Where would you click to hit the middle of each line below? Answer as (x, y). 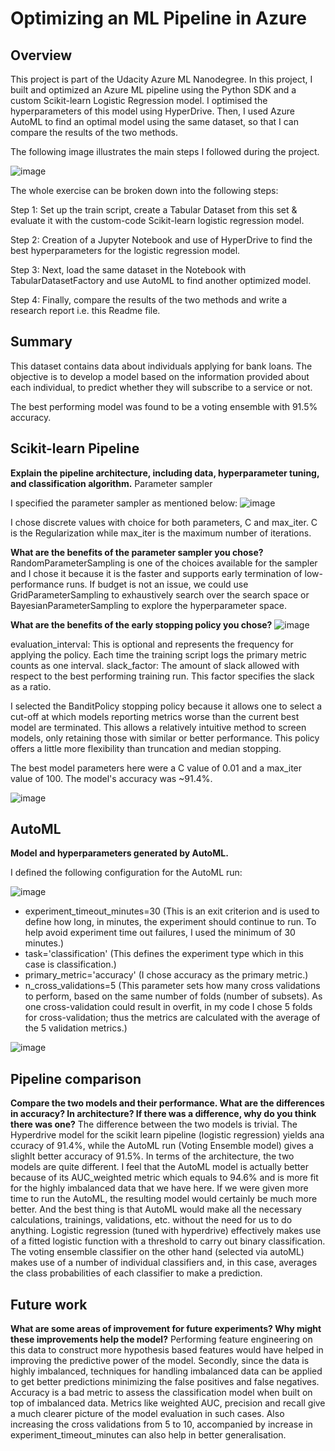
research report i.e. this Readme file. (85, 310)
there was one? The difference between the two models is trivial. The (154, 1124)
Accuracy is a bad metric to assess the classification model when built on (161, 1393)
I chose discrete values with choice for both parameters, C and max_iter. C (164, 522)
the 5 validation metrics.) (76, 1028)
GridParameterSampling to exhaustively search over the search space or (160, 594)
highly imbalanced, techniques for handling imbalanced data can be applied (166, 1371)
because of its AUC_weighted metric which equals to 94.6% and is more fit (164, 1178)
